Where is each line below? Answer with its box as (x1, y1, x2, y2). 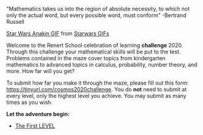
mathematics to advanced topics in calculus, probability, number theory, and (6, 61, 198, 68)
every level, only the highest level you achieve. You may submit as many (6, 92, 187, 99)
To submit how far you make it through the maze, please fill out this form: (6, 79, 189, 86)
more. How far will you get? (6, 67, 75, 75)
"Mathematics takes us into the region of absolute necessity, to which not (6, 5, 190, 12)
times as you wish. (6, 99, 53, 106)
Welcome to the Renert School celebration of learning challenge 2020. (6, 42, 184, 49)
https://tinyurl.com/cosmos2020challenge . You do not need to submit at (6, 86, 187, 93)
